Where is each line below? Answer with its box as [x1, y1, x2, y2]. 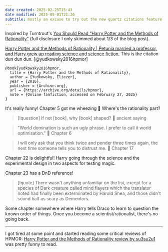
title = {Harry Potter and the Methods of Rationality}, [9, 70, 131, 75]
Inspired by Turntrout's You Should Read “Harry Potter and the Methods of [5, 31, 158, 37]
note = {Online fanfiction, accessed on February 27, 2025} [9, 92, 137, 97]
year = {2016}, [9, 79, 41, 84]
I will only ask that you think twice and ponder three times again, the [17, 140, 158, 146]
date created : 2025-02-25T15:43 [5, 7, 72, 13]
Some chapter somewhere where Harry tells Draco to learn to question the [5, 205, 159, 211]
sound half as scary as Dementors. [17, 196, 89, 202]
